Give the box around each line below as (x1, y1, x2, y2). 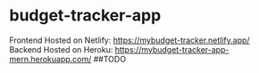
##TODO (93, 53, 127, 64)
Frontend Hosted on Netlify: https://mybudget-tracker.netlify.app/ (9, 35, 250, 45)
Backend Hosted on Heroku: (9, 44, 113, 54)
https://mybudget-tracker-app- (114, 44, 230, 54)
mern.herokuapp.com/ (9, 53, 92, 64)
